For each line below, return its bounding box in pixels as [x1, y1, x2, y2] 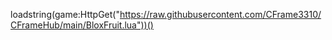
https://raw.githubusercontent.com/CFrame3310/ [119, 9, 322, 20]
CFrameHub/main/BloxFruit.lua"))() [10, 19, 154, 31]
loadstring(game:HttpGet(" [10, 9, 120, 20]
